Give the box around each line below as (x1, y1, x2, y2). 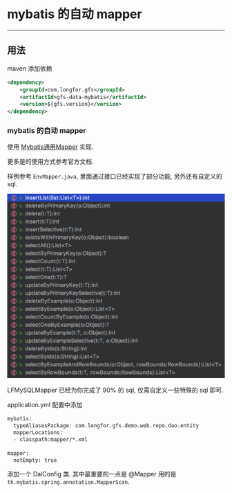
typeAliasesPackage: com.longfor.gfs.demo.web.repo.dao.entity (13, 422, 199, 429)
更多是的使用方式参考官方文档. (7, 157, 95, 166)
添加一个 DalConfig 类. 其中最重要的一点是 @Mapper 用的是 (7, 470, 177, 478)
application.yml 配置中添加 (7, 401, 83, 409)
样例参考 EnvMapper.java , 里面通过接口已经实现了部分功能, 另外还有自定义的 (7, 172, 223, 181)
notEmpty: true (13, 457, 57, 464)
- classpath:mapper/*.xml (13, 436, 88, 443)
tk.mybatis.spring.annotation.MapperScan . (7, 478, 130, 486)
